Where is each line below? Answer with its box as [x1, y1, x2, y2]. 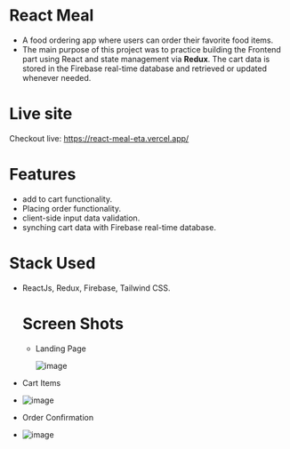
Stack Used [9, 253, 96, 273]
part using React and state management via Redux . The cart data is [21, 53, 270, 64]
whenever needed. [21, 72, 92, 83]
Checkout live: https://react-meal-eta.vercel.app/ [9, 132, 189, 143]
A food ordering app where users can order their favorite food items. [21, 35, 274, 45]
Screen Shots [21, 313, 125, 333]
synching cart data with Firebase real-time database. [21, 221, 216, 232]
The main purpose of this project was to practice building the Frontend [21, 44, 282, 54]
